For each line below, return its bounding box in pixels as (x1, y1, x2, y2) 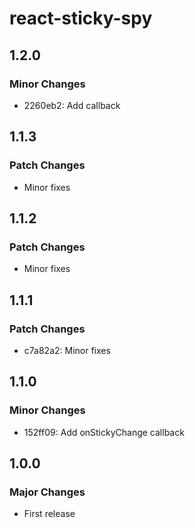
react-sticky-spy (9, 7, 153, 30)
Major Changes (9, 485, 86, 499)
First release (23, 508, 76, 520)
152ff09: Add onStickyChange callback (23, 426, 185, 438)
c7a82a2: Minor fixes (23, 344, 111, 356)
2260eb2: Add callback (23, 99, 121, 111)
